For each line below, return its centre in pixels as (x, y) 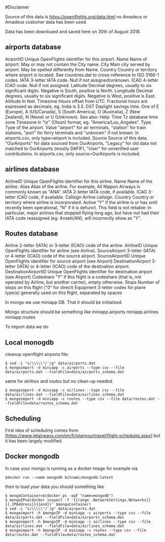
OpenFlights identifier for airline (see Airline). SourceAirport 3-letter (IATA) (81, 251)
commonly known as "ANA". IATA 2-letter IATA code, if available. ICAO (76, 192)
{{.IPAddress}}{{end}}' (30, 504)
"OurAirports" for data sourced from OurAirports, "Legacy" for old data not (81, 143)
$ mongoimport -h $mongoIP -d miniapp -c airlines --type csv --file (78, 522)
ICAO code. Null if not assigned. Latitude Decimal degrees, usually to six (78, 85)
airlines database (32, 170)
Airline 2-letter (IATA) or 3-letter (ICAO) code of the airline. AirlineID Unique (82, 246)
